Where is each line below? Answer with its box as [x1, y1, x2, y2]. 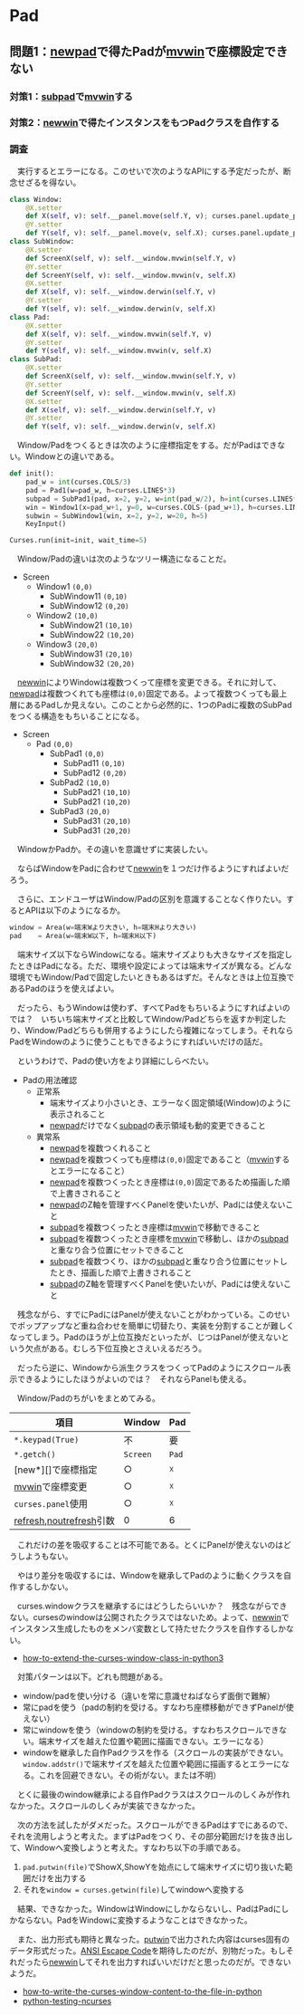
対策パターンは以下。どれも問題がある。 [16, 1671, 168, 1682]
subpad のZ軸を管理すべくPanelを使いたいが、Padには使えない [49, 1278, 284, 1289]
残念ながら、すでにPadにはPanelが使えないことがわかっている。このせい [16, 1309, 290, 1319]
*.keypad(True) [14, 1434, 80, 1444]
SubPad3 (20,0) [49, 806, 111, 817]
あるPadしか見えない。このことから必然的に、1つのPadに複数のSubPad [24, 699, 292, 711]
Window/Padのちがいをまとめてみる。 [16, 1392, 161, 1404]
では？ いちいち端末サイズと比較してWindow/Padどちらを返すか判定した [9, 1013, 287, 1024]
